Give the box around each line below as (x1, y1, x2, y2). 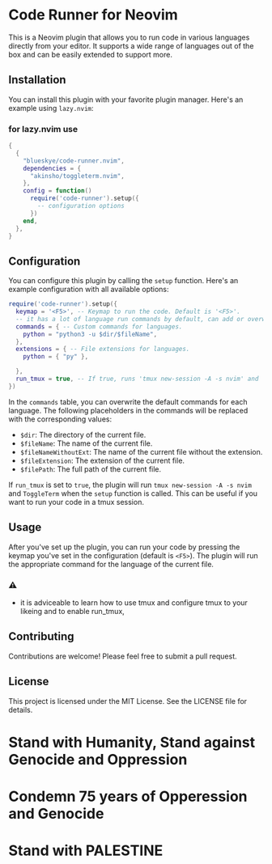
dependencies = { (23, 164, 82, 172)
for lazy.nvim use (8, 123, 79, 134)
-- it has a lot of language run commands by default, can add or (15, 315, 244, 323)
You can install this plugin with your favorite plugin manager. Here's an (8, 95, 244, 104)
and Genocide (8, 804, 104, 823)
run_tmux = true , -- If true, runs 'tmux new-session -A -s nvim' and (15, 375, 259, 383)
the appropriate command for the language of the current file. (8, 559, 215, 569)
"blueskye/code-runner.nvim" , (23, 156, 125, 165)
